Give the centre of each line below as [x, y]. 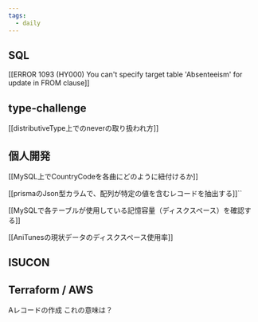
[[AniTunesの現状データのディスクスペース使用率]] [91, 237]
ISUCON [29, 263]
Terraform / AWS [51, 290]
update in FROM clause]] [49, 83]
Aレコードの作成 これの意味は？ [61, 310]
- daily [28, 23]
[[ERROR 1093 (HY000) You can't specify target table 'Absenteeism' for [125, 75]
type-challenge [47, 108]
